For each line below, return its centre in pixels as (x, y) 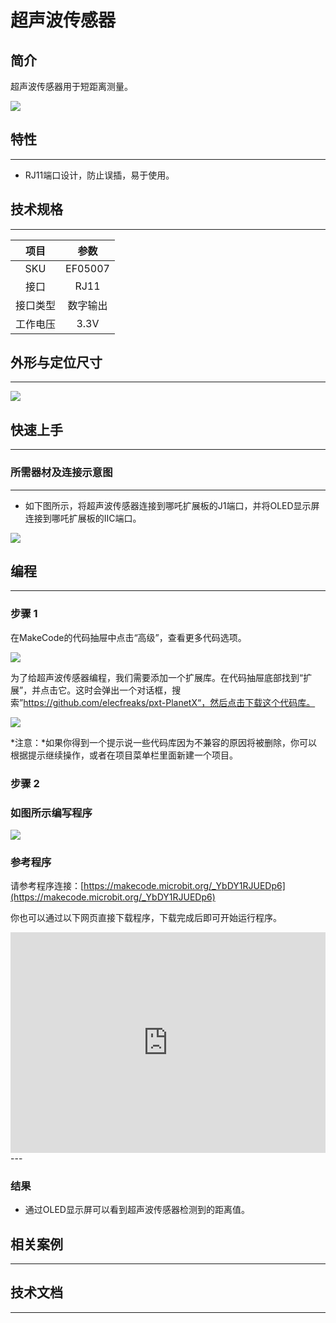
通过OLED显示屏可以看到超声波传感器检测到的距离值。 (137, 1210)
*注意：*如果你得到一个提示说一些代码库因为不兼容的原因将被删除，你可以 (164, 742)
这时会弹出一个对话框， (124, 690)
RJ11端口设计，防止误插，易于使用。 (99, 175)
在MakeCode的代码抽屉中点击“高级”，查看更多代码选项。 (128, 637)
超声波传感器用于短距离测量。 (71, 86)
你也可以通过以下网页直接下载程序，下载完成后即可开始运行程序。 (146, 918)
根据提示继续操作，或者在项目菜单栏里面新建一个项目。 (124, 755)
